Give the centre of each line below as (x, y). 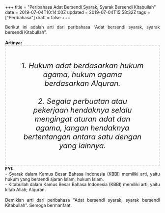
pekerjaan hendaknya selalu (82, 110)
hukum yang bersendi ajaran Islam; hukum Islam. (55, 179)
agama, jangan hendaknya (82, 128)
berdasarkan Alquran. (82, 83)
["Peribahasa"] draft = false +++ (38, 17)
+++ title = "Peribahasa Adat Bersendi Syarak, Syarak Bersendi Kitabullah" (81, 7)
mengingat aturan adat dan (82, 119)
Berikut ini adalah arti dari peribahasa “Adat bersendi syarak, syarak (82, 27)
